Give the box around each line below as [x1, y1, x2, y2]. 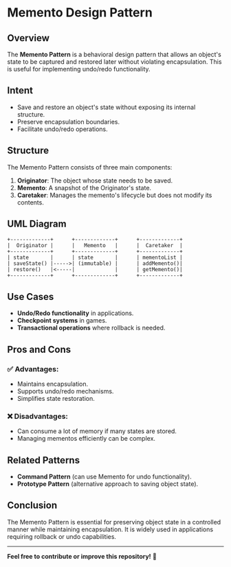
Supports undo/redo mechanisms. [16, 386, 114, 395]
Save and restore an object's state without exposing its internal [16, 103, 196, 111]
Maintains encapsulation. [16, 380, 89, 388]
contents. [16, 198, 45, 207]
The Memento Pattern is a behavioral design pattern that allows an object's [7, 50, 221, 58]
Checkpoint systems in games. [16, 316, 107, 325]
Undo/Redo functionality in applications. [16, 309, 134, 317]
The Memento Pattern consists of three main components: [7, 163, 173, 171]
